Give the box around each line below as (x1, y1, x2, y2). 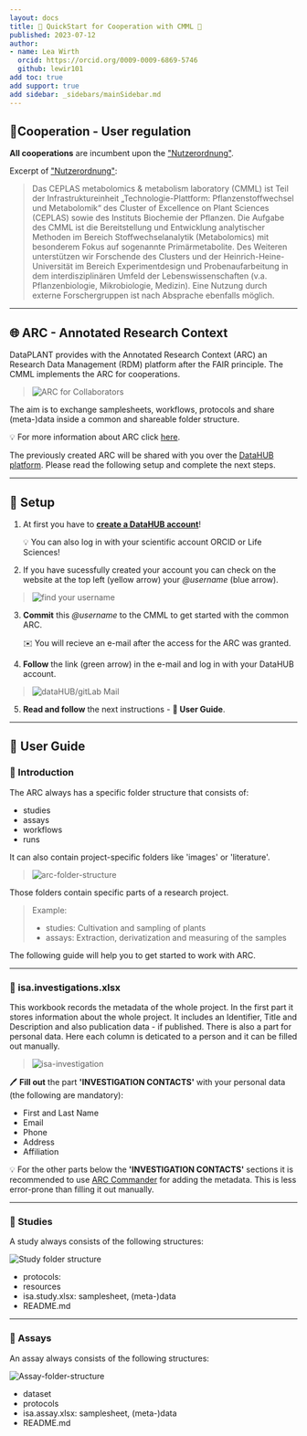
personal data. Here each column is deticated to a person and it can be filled (9, 1030, 298, 1041)
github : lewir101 (17, 65, 84, 74)
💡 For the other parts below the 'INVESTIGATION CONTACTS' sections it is (9, 1164, 294, 1175)
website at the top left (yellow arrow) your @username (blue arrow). (22, 574, 279, 585)
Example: (31, 904, 68, 915)
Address (22, 1136, 55, 1147)
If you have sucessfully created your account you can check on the (22, 564, 277, 575)
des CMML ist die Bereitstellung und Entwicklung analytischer (31, 222, 265, 233)
